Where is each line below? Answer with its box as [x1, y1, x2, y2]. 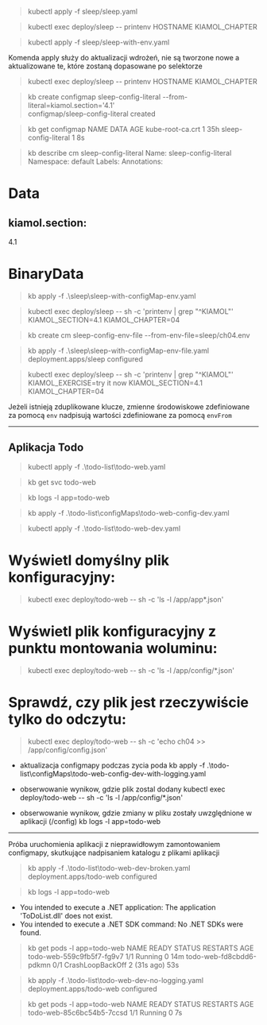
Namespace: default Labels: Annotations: [27, 157, 164, 166]
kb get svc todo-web [27, 477, 97, 487]
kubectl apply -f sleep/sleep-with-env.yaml [27, 37, 170, 47]
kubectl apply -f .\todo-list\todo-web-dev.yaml [27, 524, 181, 533]
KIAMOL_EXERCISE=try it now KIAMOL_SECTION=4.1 [27, 377, 203, 388]
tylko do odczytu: [8, 710, 127, 728]
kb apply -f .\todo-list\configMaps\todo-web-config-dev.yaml [27, 508, 230, 517]
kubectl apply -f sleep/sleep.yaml [27, 7, 137, 16]
